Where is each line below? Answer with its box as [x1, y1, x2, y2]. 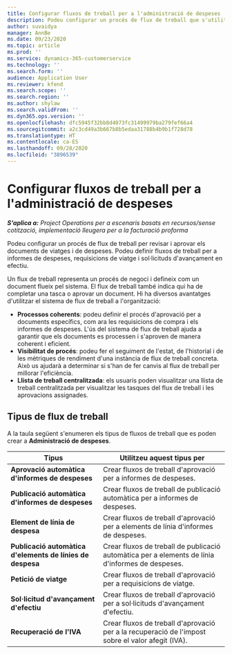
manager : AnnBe [7, 29, 51, 37]
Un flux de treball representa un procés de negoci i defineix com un [7, 274, 200, 283]
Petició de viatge [10, 574, 68, 584]
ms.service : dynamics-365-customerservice [7, 55, 131, 62]
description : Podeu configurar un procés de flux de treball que [7, 17, 199, 23]
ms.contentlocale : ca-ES [7, 139, 79, 146]
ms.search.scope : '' [7, 87, 67, 94]
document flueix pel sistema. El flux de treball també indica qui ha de [7, 282, 204, 290]
